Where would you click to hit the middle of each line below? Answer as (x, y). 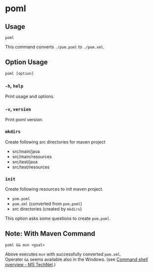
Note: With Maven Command (50, 234)
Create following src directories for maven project (55, 142)
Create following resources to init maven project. (54, 189)
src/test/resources (31, 167)
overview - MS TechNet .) (30, 264)
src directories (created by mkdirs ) (47, 209)
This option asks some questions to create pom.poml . (58, 218)
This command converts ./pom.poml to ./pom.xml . (55, 47)
